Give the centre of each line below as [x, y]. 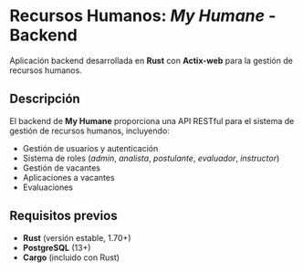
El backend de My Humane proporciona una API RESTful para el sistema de [152, 120]
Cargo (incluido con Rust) [71, 257]
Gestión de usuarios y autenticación [90, 148]
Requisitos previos [63, 216]
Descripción [45, 99]
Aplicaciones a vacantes [69, 177]
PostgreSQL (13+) [57, 247]
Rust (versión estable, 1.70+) [77, 237]
